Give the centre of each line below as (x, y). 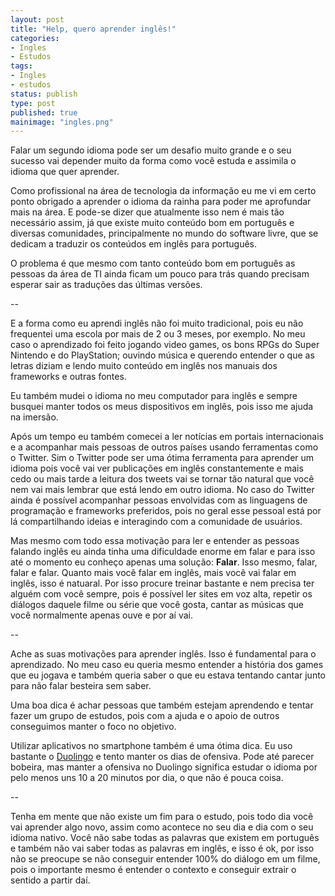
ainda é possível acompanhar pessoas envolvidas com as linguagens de (159, 500)
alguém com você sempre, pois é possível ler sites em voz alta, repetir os (161, 594)
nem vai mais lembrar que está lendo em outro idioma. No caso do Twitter (162, 490)
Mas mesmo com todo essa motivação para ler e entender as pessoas (155, 541)
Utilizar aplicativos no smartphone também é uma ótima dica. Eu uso (151, 746)
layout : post (37, 19)
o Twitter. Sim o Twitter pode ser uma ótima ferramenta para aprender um (162, 458)
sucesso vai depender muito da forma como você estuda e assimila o (153, 161)
